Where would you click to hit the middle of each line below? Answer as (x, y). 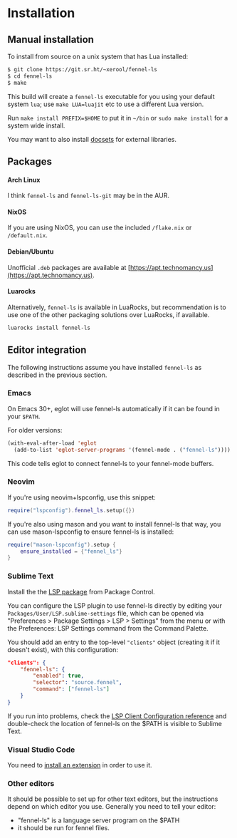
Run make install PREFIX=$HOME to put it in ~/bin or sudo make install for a (118, 118)
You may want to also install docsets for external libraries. (92, 139)
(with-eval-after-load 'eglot (52, 443)
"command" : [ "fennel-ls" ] (72, 689)
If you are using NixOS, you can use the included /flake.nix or (100, 228)
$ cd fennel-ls (30, 76)
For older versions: (35, 430)
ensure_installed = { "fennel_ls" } (71, 551)
